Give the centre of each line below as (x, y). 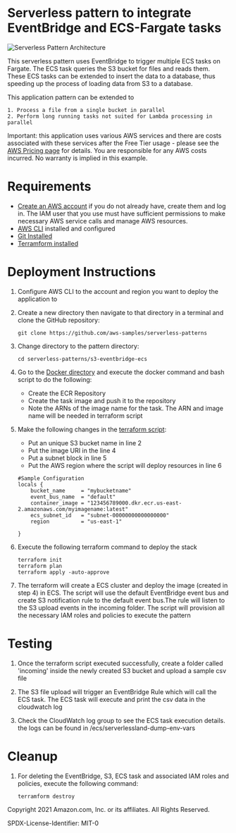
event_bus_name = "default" (73, 497)
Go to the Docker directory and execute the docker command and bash (121, 372)
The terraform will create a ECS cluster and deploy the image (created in (123, 585)
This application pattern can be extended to (71, 97)
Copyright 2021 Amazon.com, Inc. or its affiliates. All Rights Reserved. (108, 809)
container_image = (57, 503)
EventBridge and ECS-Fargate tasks (114, 28)
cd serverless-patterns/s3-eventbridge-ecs (82, 359)
